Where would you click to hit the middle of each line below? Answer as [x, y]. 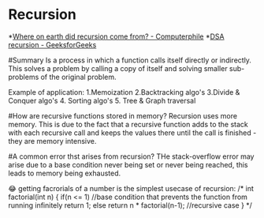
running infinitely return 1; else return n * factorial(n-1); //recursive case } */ [130, 205]
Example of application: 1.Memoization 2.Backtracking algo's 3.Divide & [124, 92]
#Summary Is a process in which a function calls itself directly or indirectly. [130, 60]
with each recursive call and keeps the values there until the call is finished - [132, 133]
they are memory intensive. [52, 141]
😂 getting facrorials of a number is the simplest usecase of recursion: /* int [131, 188]
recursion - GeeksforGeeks [52, 44]
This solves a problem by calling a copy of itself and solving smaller [118, 68]
